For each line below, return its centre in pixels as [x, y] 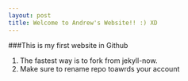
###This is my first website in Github [68, 45]
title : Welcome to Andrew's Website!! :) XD [83, 23]
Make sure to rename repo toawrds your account [100, 68]
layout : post [30, 15]
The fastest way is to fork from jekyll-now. [88, 61]
